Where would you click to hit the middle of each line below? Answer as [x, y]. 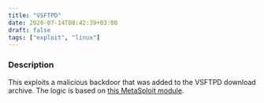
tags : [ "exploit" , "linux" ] [54, 37]
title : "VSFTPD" [35, 15]
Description [31, 65]
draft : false [30, 30]
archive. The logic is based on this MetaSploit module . [96, 90]
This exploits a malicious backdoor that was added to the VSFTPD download [132, 82]
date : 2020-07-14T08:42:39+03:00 [63, 23]
